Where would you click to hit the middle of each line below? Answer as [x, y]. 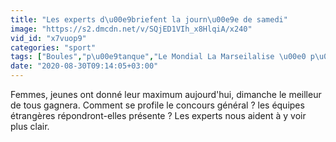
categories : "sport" [53, 47]
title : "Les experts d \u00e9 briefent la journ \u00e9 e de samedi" [149, 19]
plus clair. [30, 126]
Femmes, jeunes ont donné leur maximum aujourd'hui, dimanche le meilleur [166, 94]
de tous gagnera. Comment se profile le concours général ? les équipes [157, 105]
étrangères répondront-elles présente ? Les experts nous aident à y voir [158, 115]
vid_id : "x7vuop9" [48, 38]
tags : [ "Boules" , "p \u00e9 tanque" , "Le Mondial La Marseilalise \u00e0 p [162, 57]
